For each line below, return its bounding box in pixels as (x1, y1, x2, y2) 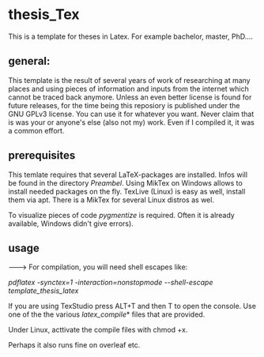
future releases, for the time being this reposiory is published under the (8, 100, 240, 110)
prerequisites (8, 148, 76, 163)
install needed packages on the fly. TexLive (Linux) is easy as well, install (8, 186, 246, 196)
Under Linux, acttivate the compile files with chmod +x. (8, 325, 188, 335)
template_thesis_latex (8, 286, 79, 295)
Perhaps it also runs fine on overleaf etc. (8, 340, 141, 350)
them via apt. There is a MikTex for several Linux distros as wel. (8, 195, 215, 205)
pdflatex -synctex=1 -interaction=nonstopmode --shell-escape (8, 278, 213, 287)
